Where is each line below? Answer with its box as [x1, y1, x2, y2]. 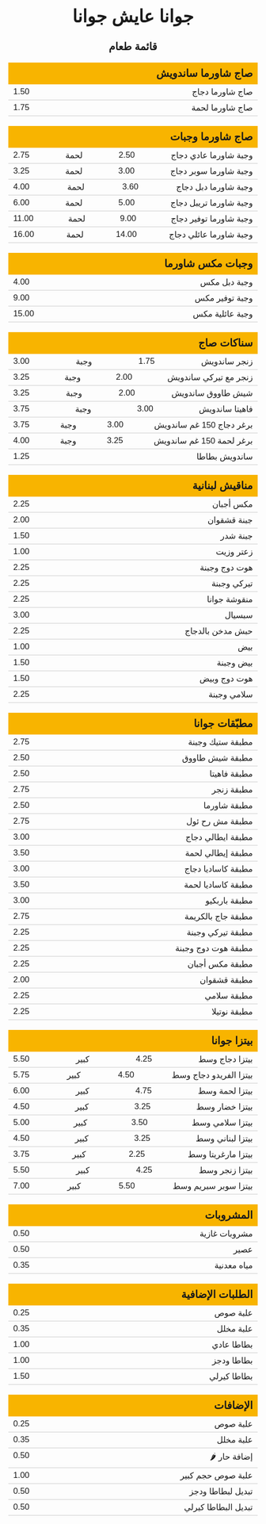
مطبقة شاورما [203, 801, 253, 811]
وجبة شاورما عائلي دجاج [169, 230, 253, 240]
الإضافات [213, 1400, 253, 1412]
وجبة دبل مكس [199, 278, 253, 288]
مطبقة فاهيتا [209, 769, 253, 779]
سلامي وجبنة [208, 690, 253, 700]
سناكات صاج [197, 337, 253, 350]
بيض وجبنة [216, 658, 253, 668]
